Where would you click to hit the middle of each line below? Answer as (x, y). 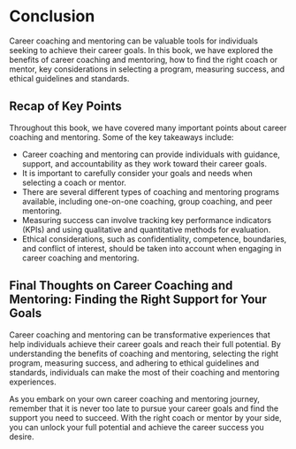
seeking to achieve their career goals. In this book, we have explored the (141, 50)
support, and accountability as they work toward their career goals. (144, 163)
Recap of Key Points (65, 107)
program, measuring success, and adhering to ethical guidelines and (134, 363)
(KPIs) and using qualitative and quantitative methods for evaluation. (146, 229)
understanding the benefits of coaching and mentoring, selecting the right (144, 353)
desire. (22, 437)
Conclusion (52, 16)
